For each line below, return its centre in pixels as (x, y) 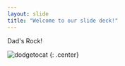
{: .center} (64, 55)
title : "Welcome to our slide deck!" (63, 21)
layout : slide (28, 14)
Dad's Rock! (25, 40)
